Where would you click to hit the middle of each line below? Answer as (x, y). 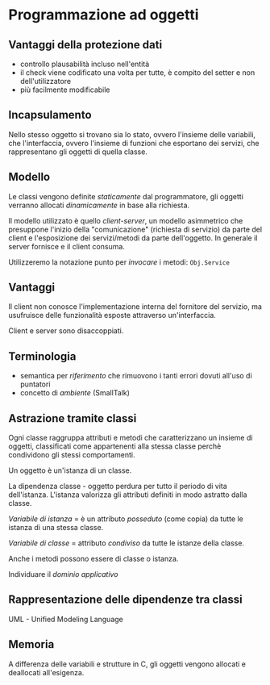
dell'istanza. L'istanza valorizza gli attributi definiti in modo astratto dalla (128, 495)
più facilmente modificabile (65, 90)
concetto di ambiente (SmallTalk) (75, 393)
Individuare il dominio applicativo (63, 574)
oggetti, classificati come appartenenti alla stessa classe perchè (115, 446)
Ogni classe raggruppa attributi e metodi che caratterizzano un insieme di (131, 438)
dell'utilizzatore (45, 81)
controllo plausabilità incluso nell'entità (85, 64)
